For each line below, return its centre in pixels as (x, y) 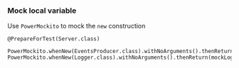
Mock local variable (42, 11)
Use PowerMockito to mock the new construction (76, 26)
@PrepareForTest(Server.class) (54, 39)
